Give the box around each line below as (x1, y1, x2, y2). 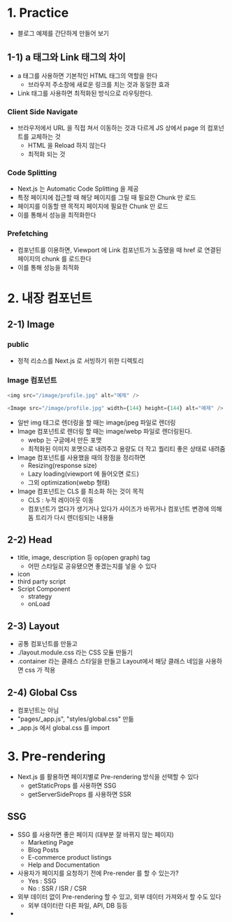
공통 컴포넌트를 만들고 (17, 640, 78, 648)
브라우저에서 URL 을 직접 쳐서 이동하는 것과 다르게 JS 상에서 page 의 (17, 124, 206, 132)
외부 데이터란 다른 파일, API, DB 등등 (27, 901, 128, 909)
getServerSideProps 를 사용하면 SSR (27, 790, 131, 798)
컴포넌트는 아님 (17, 706, 59, 714)
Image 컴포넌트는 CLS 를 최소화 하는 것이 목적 (17, 487, 145, 495)
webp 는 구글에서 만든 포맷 (27, 436, 102, 444)
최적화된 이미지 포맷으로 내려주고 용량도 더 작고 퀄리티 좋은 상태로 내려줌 (27, 444, 226, 453)
